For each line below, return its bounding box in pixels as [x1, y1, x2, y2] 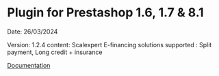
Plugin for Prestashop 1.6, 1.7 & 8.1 [7, 5, 204, 21]
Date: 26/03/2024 [7, 27, 58, 36]
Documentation [7, 61, 51, 69]
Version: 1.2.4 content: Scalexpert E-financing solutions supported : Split [7, 40, 212, 49]
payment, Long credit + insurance [7, 48, 103, 56]
